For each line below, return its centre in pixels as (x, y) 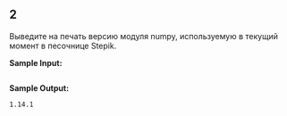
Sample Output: (39, 87)
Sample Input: (36, 62)
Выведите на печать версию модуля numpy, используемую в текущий (144, 36)
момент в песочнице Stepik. (63, 46)
